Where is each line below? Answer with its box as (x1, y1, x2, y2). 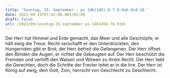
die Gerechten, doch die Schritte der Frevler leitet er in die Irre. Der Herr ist (5, 62, 162, 68)
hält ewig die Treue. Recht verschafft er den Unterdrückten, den (5, 41, 139, 47)
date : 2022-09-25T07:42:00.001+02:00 (5, 12, 86, 17)
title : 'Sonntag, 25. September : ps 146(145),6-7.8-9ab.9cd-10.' (5, 7, 149, 13)
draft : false (5, 17, 33, 22)
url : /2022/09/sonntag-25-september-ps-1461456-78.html (5, 21, 126, 27)
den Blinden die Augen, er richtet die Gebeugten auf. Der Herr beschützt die (5, 51, 165, 57)
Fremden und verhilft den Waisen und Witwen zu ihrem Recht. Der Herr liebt (5, 56, 165, 63)
